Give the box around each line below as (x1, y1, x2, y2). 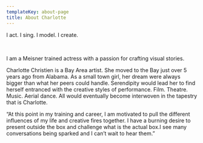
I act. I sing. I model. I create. (6, 31, 79, 38)
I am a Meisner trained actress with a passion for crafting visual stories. (6, 55, 185, 62)
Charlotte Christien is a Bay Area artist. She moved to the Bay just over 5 (6, 66, 187, 73)
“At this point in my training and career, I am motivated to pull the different (6, 110, 190, 118)
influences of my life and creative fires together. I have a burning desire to (6, 116, 191, 124)
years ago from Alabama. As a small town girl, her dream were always (6, 73, 181, 80)
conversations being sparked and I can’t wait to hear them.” (6, 130, 156, 137)
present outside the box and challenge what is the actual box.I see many (6, 123, 187, 130)
